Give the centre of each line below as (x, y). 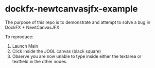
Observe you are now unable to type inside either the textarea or (77, 56)
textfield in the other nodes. (40, 61)
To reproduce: (19, 37)
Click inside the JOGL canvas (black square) (56, 51)
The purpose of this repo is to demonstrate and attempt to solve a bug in (78, 22)
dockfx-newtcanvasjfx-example (71, 9)
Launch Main (25, 46)
